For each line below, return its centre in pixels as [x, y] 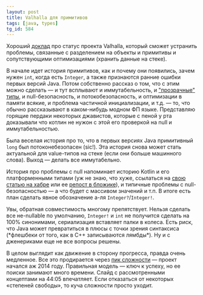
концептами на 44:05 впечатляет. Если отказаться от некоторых [90, 279]
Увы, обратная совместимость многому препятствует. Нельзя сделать [98, 209]
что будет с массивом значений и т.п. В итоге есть [125, 191]
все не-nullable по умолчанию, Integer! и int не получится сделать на [98, 215]
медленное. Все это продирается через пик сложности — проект [92, 260]
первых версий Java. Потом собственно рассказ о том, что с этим [93, 84]
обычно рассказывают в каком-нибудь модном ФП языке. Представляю [101, 109]
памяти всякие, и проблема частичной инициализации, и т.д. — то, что [98, 103]
